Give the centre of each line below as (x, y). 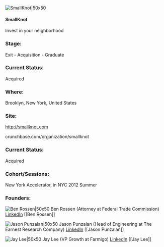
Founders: (18, 198)
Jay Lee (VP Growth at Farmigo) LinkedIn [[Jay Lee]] (97, 239)
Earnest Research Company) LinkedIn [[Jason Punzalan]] (65, 229)
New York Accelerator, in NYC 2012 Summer (51, 185)
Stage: (13, 44)
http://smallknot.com (27, 127)
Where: (15, 92)
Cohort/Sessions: (27, 174)
